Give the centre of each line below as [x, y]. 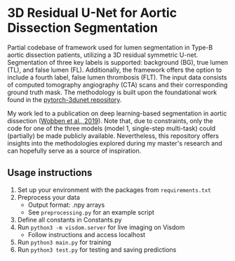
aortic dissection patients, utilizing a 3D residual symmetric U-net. [103, 55]
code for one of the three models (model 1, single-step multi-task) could [112, 128]
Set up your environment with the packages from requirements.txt [114, 190]
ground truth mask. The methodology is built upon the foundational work [112, 92]
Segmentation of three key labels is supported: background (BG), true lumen [117, 62]
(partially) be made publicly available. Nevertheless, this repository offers [113, 136]
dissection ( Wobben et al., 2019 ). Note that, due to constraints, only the [110, 120]
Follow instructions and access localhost [87, 234]
